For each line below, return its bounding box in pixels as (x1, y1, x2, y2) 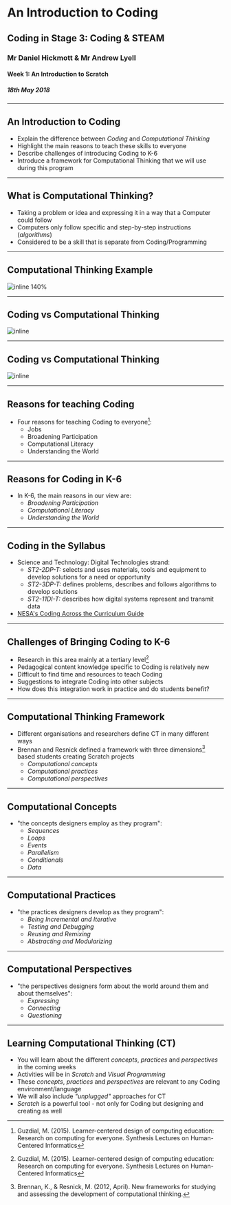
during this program (16, 163, 74, 172)
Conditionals (27, 856, 64, 864)
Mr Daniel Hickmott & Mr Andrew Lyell (7, 53, 136, 63)
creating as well (16, 1107, 63, 1115)
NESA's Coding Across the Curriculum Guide (16, 610, 144, 618)
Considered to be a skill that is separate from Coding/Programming (16, 238, 208, 246)
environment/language (16, 1085, 82, 1093)
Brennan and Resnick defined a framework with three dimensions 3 (16, 744, 206, 754)
